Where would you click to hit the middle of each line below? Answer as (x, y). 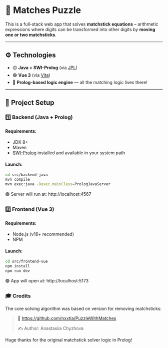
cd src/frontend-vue (27, 262)
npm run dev (17, 271)
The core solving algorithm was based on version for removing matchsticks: (83, 309)
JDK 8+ (20, 142)
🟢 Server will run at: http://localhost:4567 (48, 194)
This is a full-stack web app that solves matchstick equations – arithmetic (82, 24)
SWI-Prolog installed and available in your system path (69, 153)
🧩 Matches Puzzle (43, 10)
